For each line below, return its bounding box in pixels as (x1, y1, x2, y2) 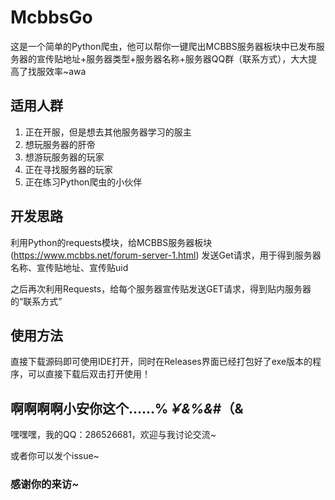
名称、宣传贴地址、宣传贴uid (10, 261, 129, 273)
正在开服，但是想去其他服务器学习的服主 (24, 126, 192, 138)
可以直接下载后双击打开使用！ (27, 368, 151, 380)
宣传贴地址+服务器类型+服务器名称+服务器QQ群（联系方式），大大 (36, 52, 309, 65)
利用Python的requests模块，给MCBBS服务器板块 (10, 236, 213, 248)
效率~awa (44, 65, 87, 77)
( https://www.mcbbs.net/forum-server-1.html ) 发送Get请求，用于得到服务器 (10, 249, 322, 261)
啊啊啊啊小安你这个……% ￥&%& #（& (10, 400, 244, 417)
